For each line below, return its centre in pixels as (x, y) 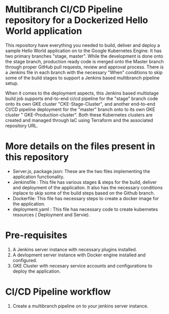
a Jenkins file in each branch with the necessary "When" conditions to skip (84, 72)
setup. (12, 83)
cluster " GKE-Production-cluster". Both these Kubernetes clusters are (79, 115)
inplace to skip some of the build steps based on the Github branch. (84, 193)
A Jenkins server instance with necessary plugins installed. (75, 249)
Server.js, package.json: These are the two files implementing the (81, 171)
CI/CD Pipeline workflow (58, 292)
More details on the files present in (80, 146)
